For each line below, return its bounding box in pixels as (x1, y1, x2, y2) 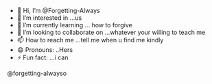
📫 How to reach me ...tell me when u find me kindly (16, 36, 164, 44)
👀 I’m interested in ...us (16, 14, 82, 22)
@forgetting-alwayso (7, 69, 67, 77)
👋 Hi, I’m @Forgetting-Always (16, 7, 101, 14)
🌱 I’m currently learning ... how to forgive (16, 21, 132, 29)
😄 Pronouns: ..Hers (16, 46, 73, 54)
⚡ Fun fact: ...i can (16, 53, 69, 61)
